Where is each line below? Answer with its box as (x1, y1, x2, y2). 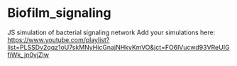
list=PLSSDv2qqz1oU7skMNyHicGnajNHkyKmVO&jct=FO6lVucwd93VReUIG (7, 43, 230, 51)
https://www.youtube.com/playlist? (7, 35, 110, 44)
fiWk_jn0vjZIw (7, 51, 50, 59)
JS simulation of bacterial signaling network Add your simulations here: (7, 28, 216, 37)
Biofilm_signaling (7, 5, 111, 21)
